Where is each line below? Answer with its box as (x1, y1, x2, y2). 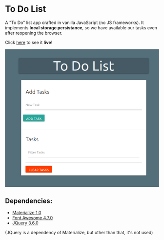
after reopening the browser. (5, 30, 62, 36)
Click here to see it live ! (5, 39, 53, 45)
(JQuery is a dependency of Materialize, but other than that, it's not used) (5, 230, 153, 236)
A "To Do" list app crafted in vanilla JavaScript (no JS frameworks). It (5, 20, 144, 25)
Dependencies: (5, 196, 53, 205)
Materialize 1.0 (12, 210, 41, 216)
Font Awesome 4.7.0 (12, 215, 53, 221)
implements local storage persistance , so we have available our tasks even (5, 24, 158, 30)
